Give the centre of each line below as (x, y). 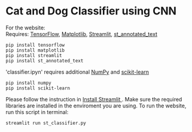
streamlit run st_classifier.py (46, 123)
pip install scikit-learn (38, 88)
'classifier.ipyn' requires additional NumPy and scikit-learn (77, 72)
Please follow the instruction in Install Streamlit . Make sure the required (94, 99)
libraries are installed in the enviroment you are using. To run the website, (96, 106)
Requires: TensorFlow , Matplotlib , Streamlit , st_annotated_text (82, 34)
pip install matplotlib (35, 50)
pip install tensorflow (35, 45)
